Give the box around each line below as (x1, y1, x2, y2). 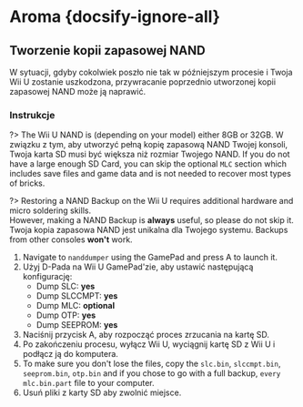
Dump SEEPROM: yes (35, 320, 118, 331)
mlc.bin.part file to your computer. (22, 378, 155, 389)
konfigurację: (22, 271, 73, 282)
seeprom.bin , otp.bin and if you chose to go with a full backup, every (22, 368, 281, 379)
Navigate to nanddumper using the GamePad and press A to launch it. (22, 252, 278, 263)
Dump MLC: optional (35, 300, 116, 311)
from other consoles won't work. (9, 234, 134, 245)
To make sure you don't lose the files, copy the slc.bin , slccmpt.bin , (22, 358, 281, 370)
